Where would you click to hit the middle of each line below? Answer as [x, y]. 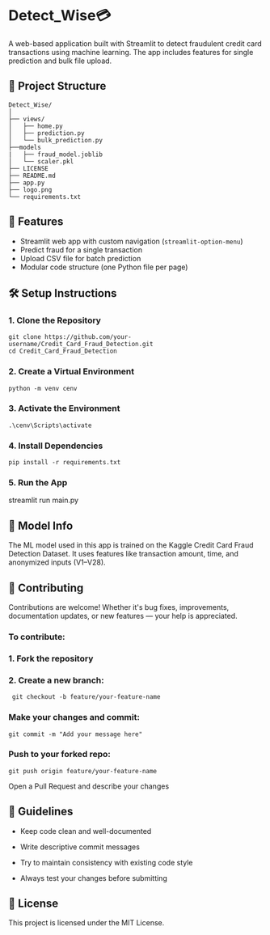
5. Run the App [38, 483]
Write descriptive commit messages [80, 847]
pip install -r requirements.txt [65, 463]
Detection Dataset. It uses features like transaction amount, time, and [123, 554]
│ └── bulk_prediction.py [56, 140]
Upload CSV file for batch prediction [80, 258]
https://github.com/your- [88, 337]
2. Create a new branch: [56, 680]
